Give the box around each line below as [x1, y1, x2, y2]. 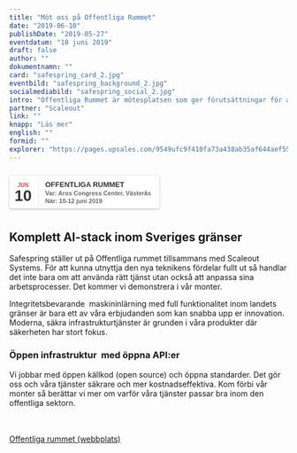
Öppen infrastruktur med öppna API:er [9, 349, 180, 362]
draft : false [9, 46, 57, 55]
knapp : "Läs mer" [9, 121, 73, 129]
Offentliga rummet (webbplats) [9, 433, 121, 444]
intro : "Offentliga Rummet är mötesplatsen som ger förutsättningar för [9, 95, 283, 105]
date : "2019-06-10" [9, 21, 81, 30]
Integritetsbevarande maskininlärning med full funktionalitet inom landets [9, 299, 277, 309]
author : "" [9, 54, 49, 63]
